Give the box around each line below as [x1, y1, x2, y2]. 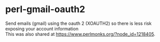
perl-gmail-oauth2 [5, 4, 85, 15]
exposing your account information [5, 25, 79, 31]
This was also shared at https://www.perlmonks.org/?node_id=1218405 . [5, 31, 155, 37]
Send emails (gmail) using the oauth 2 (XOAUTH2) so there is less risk [5, 20, 152, 26]
